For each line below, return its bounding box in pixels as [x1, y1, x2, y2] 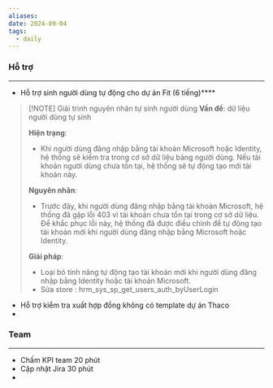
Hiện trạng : [28, 128, 67, 137]
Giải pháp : [28, 251, 63, 261]
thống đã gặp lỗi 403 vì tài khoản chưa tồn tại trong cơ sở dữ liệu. [40, 209, 259, 220]
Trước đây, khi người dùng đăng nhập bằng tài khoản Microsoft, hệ [40, 201, 264, 211]
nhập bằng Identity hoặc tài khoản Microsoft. [40, 276, 191, 286]
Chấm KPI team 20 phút [19, 355, 101, 364]
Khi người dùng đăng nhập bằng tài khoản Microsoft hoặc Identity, [40, 143, 262, 153]
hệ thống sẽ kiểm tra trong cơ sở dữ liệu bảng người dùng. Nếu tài [40, 152, 262, 162]
